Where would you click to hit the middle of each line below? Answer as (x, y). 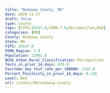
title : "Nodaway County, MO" (35, 10)
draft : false (18, 19)
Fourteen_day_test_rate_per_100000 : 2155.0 (50, 69)
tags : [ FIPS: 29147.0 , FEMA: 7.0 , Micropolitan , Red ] (55, 28)
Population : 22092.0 (26, 55)
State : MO (15, 42)
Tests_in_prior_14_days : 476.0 (37, 64)
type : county (18, 23)
